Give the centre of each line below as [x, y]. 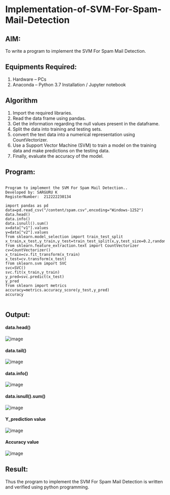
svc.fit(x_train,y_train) [32, 273]
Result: [17, 469]
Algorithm [22, 101]
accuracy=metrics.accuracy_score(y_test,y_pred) [57, 290]
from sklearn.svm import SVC [36, 263]
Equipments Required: [41, 67]
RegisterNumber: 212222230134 [38, 197]
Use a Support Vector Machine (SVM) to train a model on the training [84, 145]
